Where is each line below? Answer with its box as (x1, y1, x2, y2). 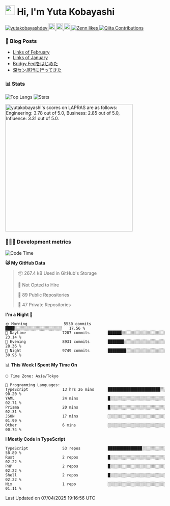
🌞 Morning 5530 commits (5, 321, 92, 326)
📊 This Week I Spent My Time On (5, 362, 77, 368)
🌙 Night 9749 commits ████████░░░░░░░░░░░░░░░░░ (5, 348, 165, 353)
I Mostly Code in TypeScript (5, 436, 65, 442)
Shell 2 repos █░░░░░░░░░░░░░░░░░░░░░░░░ (5, 472, 165, 477)
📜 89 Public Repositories (17, 291, 70, 298)
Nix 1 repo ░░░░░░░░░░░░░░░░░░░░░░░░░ (5, 482, 165, 487)
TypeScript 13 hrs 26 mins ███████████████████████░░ (5, 387, 165, 392)
